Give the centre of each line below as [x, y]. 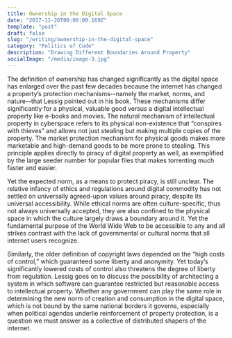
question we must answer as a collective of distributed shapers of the [107, 321]
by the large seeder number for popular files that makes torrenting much [111, 160]
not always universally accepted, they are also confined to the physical [109, 210]
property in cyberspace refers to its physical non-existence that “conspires [115, 123]
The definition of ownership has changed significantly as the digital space [113, 79]
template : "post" [32, 26]
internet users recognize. [43, 240]
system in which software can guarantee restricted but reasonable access [113, 284]
